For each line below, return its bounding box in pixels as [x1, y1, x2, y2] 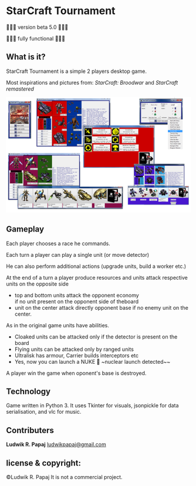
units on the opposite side [6, 280, 69, 287]
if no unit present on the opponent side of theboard [14, 298, 139, 305]
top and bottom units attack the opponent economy [14, 291, 139, 299]
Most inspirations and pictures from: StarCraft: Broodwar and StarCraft [6, 79, 178, 86]
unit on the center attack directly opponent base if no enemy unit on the [14, 304, 189, 311]
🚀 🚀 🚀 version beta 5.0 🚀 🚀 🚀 [6, 24, 69, 31]
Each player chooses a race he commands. [6, 240, 110, 247]
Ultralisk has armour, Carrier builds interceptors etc [14, 351, 139, 359]
